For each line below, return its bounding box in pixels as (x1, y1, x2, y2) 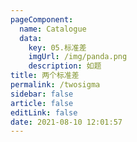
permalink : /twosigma (10, 80, 101, 90)
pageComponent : (10, 14, 74, 25)
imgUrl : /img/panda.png (28, 52, 128, 62)
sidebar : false (10, 89, 74, 99)
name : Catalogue (19, 24, 87, 34)
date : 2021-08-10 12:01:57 (10, 117, 123, 127)
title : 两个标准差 (10, 71, 80, 81)
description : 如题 (28, 61, 102, 71)
